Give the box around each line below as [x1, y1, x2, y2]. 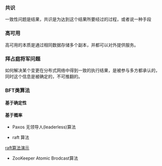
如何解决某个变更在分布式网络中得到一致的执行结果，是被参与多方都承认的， [5, 67, 160, 73]
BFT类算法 [5, 87, 30, 94]
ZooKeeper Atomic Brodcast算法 [12, 155, 79, 161]
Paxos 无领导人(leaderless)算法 [12, 124, 76, 130]
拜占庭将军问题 [5, 55, 41, 62]
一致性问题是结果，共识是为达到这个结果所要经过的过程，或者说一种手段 [5, 16, 151, 23]
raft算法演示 [5, 144, 29, 150]
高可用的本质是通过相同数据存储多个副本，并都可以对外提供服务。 [5, 42, 138, 47]
